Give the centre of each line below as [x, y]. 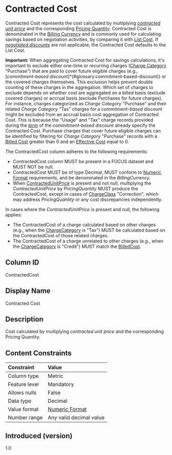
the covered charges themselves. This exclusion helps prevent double [79, 82]
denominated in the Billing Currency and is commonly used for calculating [83, 34]
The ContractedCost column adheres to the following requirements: [77, 151]
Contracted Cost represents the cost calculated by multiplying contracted [83, 23]
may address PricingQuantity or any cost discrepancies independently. [88, 199]
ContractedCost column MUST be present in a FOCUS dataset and [83, 161]
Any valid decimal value [76, 418]
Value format [23, 409]
